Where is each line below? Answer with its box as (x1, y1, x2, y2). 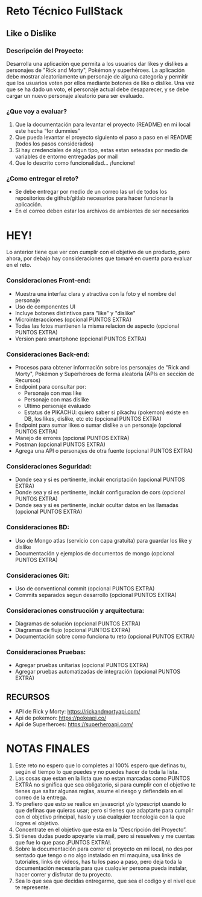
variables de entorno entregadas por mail (14, 153, 118, 161)
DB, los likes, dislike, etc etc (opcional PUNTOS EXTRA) (24, 415, 162, 422)
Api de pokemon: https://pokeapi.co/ (14, 714, 107, 722)
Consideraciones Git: (6, 571, 70, 579)
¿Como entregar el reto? (6, 174, 79, 183)
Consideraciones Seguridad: (6, 462, 92, 470)
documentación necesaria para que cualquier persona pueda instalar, (14, 864, 188, 872)
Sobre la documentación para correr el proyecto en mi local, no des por (14, 845, 193, 852)
